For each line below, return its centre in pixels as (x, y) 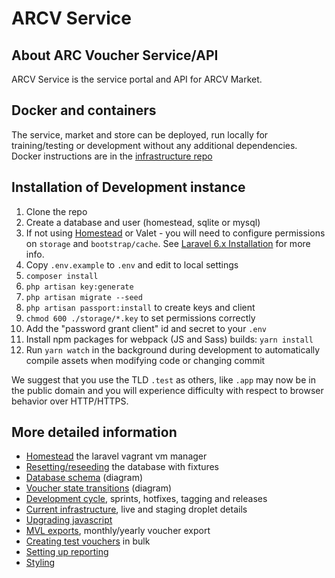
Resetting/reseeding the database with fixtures (122, 467)
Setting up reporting (67, 552)
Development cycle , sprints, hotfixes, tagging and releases (146, 499)
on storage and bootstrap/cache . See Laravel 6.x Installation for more (168, 243)
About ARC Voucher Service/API (115, 55)
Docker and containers (84, 110)
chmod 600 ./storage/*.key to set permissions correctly (140, 318)
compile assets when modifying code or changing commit (145, 360)
